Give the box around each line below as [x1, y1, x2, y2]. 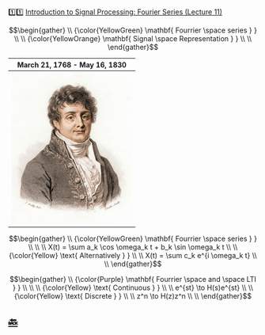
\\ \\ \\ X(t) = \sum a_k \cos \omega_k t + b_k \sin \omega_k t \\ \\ [28, 242, 238, 252]
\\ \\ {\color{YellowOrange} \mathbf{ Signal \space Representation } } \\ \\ [13, 34, 252, 43]
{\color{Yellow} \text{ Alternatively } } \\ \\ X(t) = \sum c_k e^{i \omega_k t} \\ [9, 251, 257, 261]
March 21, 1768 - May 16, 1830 [17, 59, 127, 70]
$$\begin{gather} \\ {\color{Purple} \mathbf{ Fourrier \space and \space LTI [9, 275, 257, 284]
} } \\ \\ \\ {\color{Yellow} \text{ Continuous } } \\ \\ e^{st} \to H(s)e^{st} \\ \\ [12, 283, 254, 292]
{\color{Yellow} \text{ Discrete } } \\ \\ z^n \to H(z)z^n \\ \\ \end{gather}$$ [13, 291, 252, 301]
